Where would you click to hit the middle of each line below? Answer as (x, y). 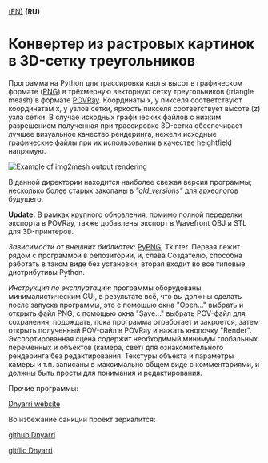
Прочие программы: (43, 388)
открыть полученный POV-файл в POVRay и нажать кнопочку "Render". (130, 330)
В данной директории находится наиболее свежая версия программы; (130, 182)
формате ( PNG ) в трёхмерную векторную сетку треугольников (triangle (131, 91)
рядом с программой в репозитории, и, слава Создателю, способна (125, 255)
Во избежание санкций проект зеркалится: (82, 419)
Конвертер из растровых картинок (131, 44)
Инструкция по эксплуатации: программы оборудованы (105, 288)
